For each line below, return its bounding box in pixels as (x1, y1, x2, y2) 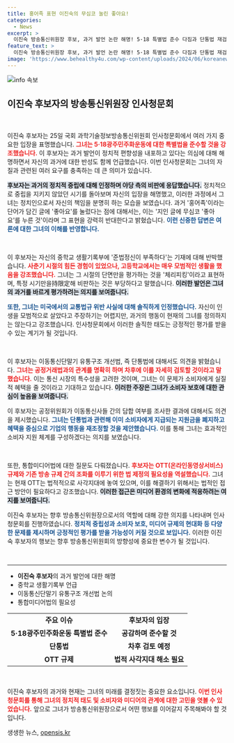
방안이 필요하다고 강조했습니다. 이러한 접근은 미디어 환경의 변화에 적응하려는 (14, 487, 220, 496)
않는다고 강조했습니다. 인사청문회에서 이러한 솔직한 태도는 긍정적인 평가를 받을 (14, 320, 227, 328)
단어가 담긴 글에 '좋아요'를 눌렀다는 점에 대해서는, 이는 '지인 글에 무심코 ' (7, 207, 204, 215)
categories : (7, 17, 42, 24)
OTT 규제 (44, 654, 75, 664)
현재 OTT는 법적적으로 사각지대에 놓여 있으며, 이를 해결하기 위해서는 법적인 (14, 478, 218, 487)
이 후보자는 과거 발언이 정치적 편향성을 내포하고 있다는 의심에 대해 (39, 148, 217, 157)
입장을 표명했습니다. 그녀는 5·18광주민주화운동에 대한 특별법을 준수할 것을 (19, 140, 219, 148)
